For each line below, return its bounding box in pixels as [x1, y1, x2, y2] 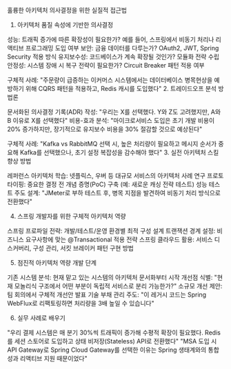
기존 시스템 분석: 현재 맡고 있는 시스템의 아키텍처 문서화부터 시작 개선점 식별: [7, 273, 213, 281]
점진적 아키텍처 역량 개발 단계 [17, 259, 97, 267]
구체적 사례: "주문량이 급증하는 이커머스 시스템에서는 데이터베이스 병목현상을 [7, 76, 213, 84]
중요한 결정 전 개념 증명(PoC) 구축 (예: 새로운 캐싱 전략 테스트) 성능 [27, 180, 208, 188]
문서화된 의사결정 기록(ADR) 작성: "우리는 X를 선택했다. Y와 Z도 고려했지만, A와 [7, 108, 221, 116]
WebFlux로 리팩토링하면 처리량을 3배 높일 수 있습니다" [7, 299, 154, 307]
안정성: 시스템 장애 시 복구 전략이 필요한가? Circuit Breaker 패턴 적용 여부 [7, 61, 205, 69]
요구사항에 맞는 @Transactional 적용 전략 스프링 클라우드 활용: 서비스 [25, 235, 213, 243]
